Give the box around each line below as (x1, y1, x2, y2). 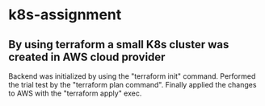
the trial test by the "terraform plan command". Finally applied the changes (8, 80, 257, 89)
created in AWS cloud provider (8, 50, 166, 63)
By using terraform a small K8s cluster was (8, 38, 229, 51)
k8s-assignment (8, 6, 122, 24)
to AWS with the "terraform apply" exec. (8, 88, 142, 98)
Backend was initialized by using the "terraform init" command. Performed (8, 71, 256, 81)
